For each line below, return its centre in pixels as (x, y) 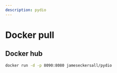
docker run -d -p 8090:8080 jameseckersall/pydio (59, 65)
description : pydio (26, 10)
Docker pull (30, 35)
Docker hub (24, 54)
